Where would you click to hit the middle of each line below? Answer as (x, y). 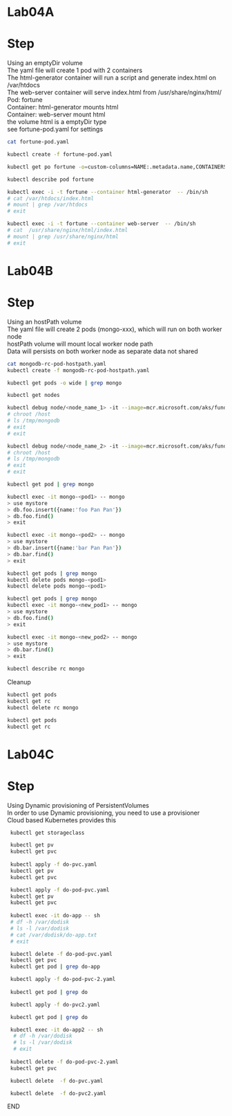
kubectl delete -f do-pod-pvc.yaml (61, 954)
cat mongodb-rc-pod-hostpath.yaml (57, 364)
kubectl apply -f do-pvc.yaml (54, 865)
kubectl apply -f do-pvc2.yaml (55, 1004)
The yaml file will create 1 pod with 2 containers (75, 71)
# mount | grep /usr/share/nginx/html (63, 236)
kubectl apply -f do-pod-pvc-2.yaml (63, 980)
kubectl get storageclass (47, 833)
